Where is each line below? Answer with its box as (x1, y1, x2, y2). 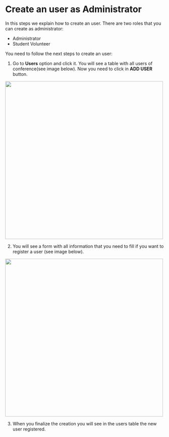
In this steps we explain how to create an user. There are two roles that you (5, 20, 161, 26)
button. (12, 71, 28, 77)
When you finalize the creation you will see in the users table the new (12, 420, 157, 426)
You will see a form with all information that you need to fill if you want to (12, 243, 164, 249)
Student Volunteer (12, 40, 50, 46)
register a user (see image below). (12, 249, 84, 255)
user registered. (12, 426, 46, 432)
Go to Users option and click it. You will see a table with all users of (12, 60, 153, 66)
